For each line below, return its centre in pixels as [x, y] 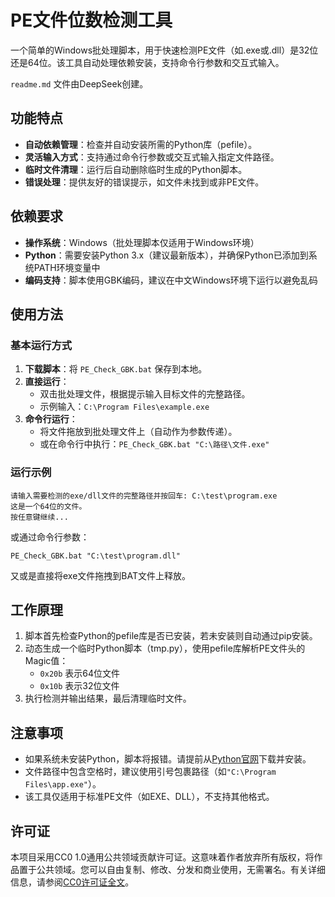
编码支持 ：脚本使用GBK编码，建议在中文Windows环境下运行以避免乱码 [171, 280]
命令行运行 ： [51, 419]
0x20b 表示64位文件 [80, 673]
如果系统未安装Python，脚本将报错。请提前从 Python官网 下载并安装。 [168, 759]
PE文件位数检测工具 [91, 20]
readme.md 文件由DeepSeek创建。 [79, 83]
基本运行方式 [41, 345]
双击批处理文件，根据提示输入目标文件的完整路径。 [145, 394]
